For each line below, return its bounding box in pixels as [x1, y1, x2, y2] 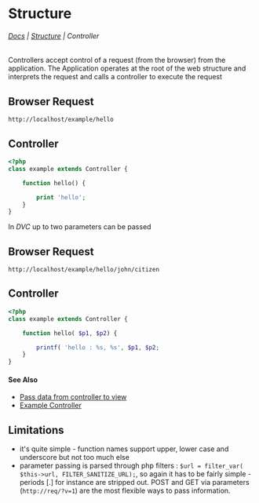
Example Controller [19, 401, 82, 410]
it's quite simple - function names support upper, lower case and [19, 444, 229, 454]
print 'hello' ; [36, 193, 86, 201]
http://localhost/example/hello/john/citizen [8, 266, 159, 274]
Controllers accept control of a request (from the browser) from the [8, 56, 226, 65]
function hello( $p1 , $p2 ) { [22, 329, 118, 337]
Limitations [8, 423, 64, 436]
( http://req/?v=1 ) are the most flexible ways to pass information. [19, 486, 231, 495]
